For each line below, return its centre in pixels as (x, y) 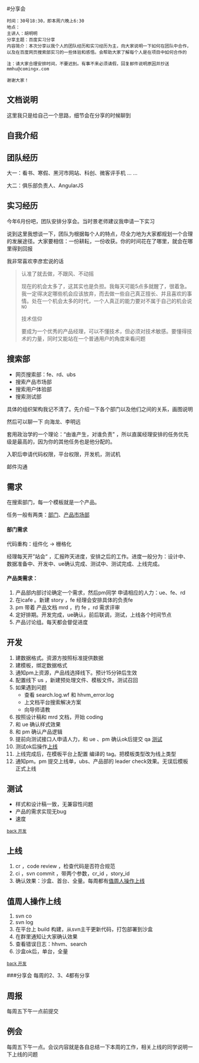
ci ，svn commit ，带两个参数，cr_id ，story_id (72, 873)
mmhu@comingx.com (28, 69)
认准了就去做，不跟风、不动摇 (57, 273)
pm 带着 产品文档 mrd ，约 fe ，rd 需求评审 (68, 607)
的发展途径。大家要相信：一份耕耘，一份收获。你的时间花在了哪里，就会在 (97, 241)
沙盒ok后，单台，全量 (42, 951)
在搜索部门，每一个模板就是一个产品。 (53, 502)
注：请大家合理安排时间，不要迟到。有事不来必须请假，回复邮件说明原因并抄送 (88, 64)
